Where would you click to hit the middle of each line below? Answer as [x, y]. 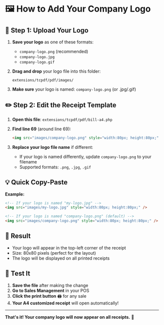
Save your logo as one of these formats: [53, 42]
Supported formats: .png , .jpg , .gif [55, 167]
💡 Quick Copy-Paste [36, 182]
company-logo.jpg [37, 57]
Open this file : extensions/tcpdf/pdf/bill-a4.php [62, 119]
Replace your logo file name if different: [53, 147]
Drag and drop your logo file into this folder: [56, 71]
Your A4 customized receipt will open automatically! [65, 303]
